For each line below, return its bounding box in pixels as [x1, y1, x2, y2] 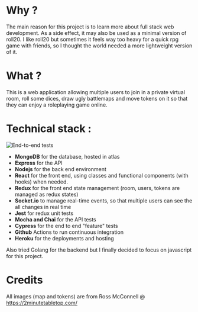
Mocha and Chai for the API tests [14, 215, 96, 223]
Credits [6, 274, 43, 287]
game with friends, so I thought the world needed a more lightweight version [6, 42, 193, 49]
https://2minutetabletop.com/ [6, 299, 78, 306]
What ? [6, 69, 42, 83]
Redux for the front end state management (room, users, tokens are [14, 184, 180, 191]
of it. [6, 48, 18, 55]
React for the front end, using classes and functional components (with [14, 172, 189, 179]
